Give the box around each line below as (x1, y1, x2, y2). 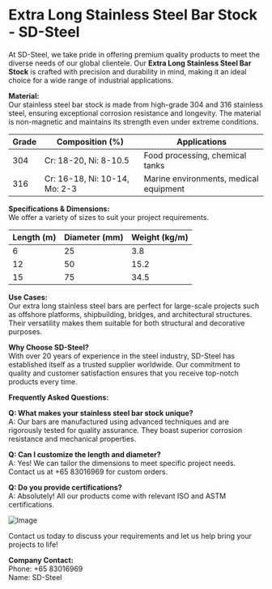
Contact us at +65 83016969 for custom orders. (8, 467, 168, 477)
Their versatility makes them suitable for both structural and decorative (8, 318, 245, 328)
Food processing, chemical (143, 150, 247, 161)
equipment (143, 183, 185, 194)
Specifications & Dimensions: (8, 204, 110, 214)
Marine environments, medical (143, 172, 259, 184)
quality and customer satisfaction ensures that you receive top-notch (8, 368, 239, 378)
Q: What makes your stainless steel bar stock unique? (8, 408, 193, 417)
